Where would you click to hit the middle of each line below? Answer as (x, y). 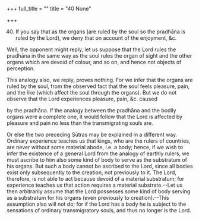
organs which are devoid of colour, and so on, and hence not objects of (94, 62)
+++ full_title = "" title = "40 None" (49, 9)
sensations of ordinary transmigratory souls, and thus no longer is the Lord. (99, 210)
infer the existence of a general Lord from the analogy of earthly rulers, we (98, 153)
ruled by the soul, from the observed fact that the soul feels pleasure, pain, (98, 86)
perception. (21, 68)
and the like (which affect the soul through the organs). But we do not (92, 92)
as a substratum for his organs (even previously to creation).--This (88, 198)
